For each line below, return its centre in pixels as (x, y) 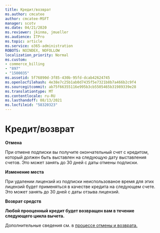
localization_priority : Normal (37, 55)
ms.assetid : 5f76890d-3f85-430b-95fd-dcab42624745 (58, 78)
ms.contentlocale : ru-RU (30, 96)
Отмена (13, 143)
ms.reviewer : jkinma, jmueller (37, 32)
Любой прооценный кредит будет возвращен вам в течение (70, 211)
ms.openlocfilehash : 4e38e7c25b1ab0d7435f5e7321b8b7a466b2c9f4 (71, 82)
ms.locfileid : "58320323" (31, 105)
